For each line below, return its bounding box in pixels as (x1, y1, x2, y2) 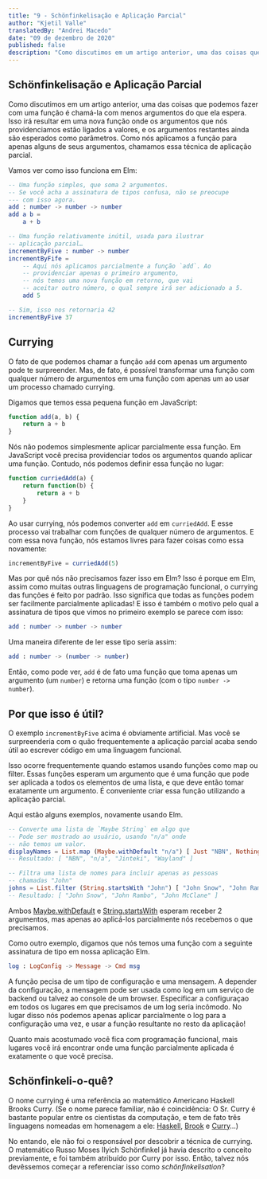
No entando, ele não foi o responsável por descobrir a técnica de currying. (8, 1136, 253, 1146)
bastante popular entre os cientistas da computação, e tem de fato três (8, 1112, 241, 1122)
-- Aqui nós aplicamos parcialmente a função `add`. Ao (22, 262, 212, 270)
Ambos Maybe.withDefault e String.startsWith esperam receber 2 (8, 906, 222, 915)
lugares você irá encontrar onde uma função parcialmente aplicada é (8, 1043, 234, 1052)
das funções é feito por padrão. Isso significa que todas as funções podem (8, 590, 254, 600)
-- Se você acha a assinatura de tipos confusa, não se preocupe (8, 188, 229, 196)
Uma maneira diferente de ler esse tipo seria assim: (8, 637, 177, 647)
